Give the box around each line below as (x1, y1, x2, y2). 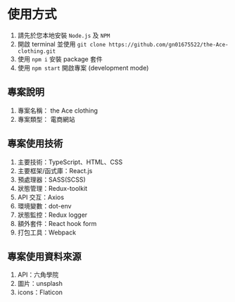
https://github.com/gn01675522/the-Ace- (108, 41, 229, 48)
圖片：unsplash (17, 279, 63, 288)
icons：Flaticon (17, 288, 63, 296)
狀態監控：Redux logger (17, 210, 88, 219)
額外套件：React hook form (17, 219, 97, 227)
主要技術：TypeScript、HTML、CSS (17, 158, 123, 166)
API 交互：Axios (17, 193, 65, 201)
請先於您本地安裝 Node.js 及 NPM (17, 31, 110, 39)
